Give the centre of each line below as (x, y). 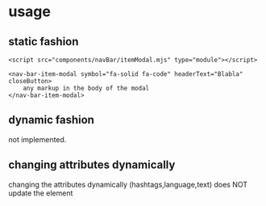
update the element (41, 193)
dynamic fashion (52, 120)
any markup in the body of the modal (86, 88)
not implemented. (37, 139)
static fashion (44, 42)
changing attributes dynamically (92, 165)
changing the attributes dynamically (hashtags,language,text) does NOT (128, 184)
